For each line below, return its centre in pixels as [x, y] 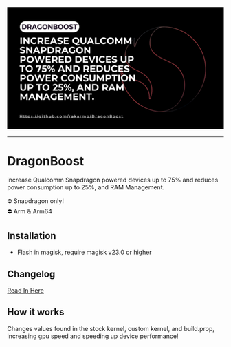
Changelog [31, 274]
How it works [36, 312]
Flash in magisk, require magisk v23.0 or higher [85, 252]
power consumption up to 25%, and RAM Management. [86, 187]
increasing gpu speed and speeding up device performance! [93, 336]
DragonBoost [46, 161]
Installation [32, 236]
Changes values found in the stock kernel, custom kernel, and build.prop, [111, 328]
